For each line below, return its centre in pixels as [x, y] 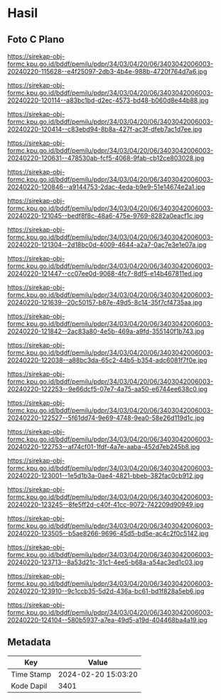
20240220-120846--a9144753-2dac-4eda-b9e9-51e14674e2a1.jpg [106, 187]
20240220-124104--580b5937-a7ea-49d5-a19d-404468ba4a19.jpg [107, 620]
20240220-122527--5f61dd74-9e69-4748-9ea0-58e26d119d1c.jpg [106, 418]
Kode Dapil [29, 686]
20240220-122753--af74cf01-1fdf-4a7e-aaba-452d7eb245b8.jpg [104, 447]
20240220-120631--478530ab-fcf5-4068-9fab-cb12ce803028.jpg [106, 158]
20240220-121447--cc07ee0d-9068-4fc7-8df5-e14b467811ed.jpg [105, 274]
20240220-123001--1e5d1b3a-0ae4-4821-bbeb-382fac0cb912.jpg [106, 475]
